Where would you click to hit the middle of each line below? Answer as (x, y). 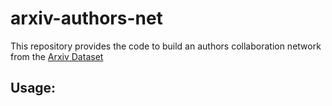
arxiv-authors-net (86, 18)
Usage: (33, 88)
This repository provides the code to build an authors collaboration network (166, 46)
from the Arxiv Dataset (57, 56)
